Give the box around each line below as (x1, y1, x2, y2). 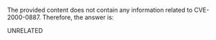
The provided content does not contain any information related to (7, 6, 193, 14)
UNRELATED (7, 27, 43, 34)
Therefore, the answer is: (42, 13, 114, 21)
